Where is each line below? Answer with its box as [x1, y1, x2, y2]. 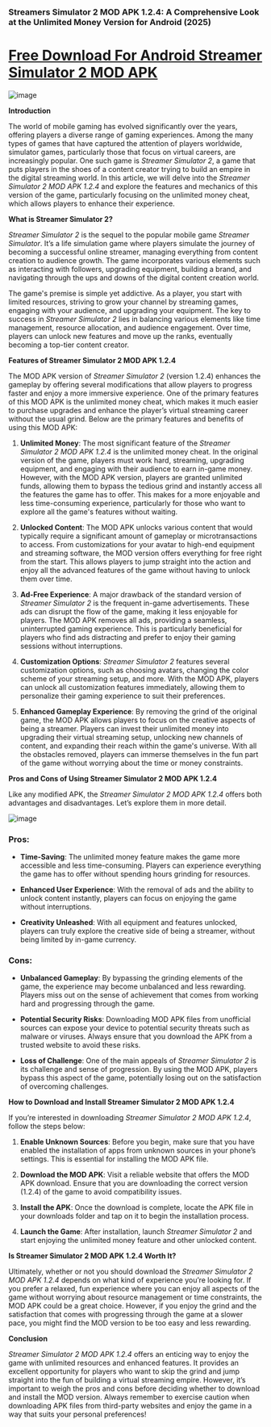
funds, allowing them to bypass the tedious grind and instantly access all [19, 481, 262, 491]
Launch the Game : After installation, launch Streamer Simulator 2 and [19, 1227, 252, 1237]
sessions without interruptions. [19, 641, 123, 651]
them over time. [19, 574, 73, 584]
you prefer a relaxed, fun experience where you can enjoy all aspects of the [8, 1284, 260, 1294]
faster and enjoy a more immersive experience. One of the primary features [8, 388, 260, 398]
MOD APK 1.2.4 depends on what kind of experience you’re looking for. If [8, 1275, 252, 1285]
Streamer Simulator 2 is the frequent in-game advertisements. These [19, 598, 250, 608]
